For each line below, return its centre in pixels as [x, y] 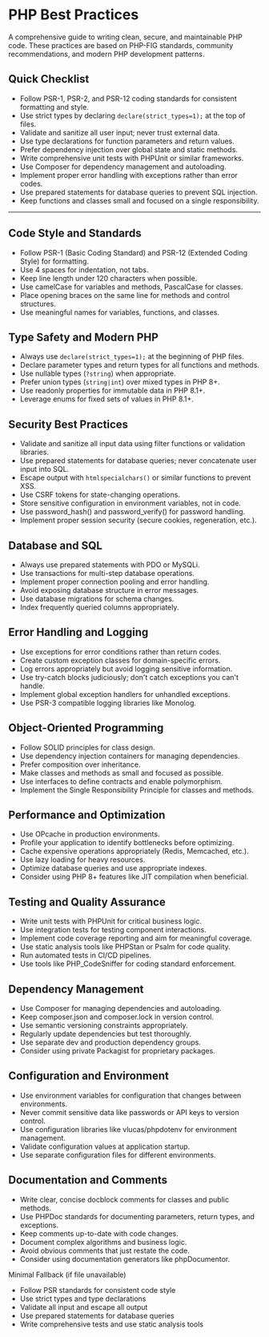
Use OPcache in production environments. [90, 834]
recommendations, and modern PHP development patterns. [106, 54]
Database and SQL [55, 545]
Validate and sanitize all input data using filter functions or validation [132, 444]
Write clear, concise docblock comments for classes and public [124, 1199]
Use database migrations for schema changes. [97, 599]
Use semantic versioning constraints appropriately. [104, 1025]
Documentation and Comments [88, 1180]
